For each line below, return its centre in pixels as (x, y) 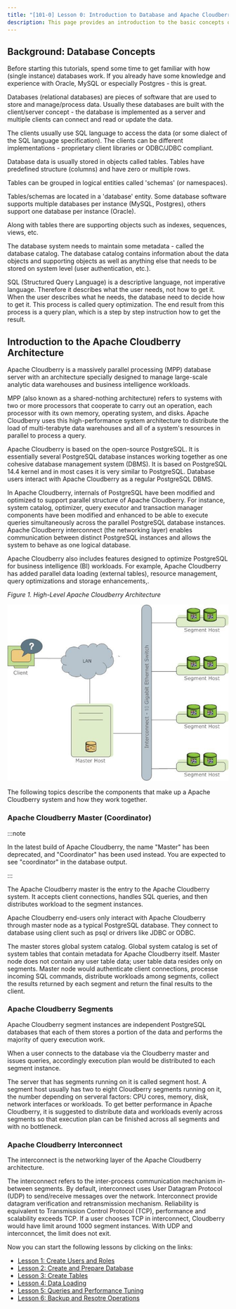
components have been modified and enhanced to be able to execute (108, 515)
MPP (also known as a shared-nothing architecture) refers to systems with (115, 398)
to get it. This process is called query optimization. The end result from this (116, 305)
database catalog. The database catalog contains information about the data (118, 254)
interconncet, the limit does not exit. (59, 1234)
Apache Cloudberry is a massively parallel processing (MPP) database (109, 370)
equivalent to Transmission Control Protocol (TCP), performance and (106, 1211)
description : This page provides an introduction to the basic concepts (116, 22)
